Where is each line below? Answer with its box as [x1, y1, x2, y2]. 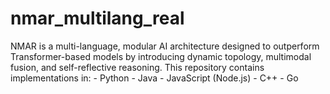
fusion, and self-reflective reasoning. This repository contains [10, 61, 265, 73]
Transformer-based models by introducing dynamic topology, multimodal [10, 50, 312, 62]
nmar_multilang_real [10, 7, 185, 30]
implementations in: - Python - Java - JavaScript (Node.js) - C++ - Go [10, 72, 299, 84]
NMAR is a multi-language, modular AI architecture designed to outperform [10, 40, 320, 52]
